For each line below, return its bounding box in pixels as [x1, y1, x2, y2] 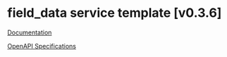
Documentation [7, 28, 52, 37]
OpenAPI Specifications [7, 42, 76, 50]
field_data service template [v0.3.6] [7, 5, 222, 21]
